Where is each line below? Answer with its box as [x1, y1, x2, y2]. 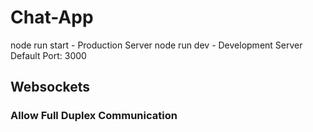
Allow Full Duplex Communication [10, 109, 178, 123]
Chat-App [10, 6, 94, 29]
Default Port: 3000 [10, 49, 87, 61]
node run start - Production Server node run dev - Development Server [10, 39, 303, 51]
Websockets [10, 79, 91, 96]
